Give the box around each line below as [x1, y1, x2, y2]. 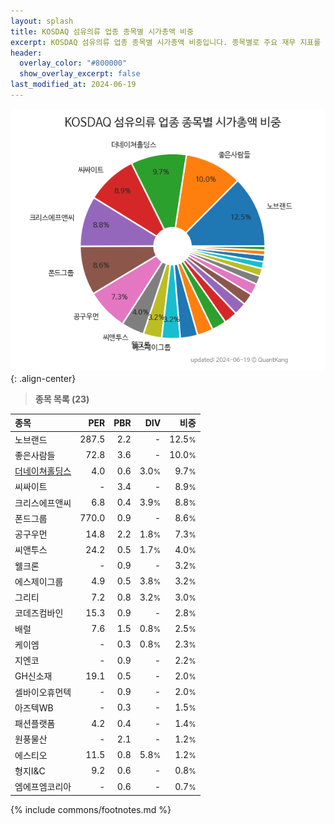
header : [10, 48, 43, 58]
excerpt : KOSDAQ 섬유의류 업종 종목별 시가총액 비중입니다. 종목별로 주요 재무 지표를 [10, 37, 322, 47]
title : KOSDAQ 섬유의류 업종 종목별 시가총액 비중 [10, 26, 194, 37]
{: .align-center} [10, 372, 77, 384]
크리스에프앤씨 [14, 496, 72, 509]
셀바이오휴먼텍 [14, 686, 72, 698]
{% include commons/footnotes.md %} [10, 803, 172, 815]
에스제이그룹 [14, 575, 64, 587]
